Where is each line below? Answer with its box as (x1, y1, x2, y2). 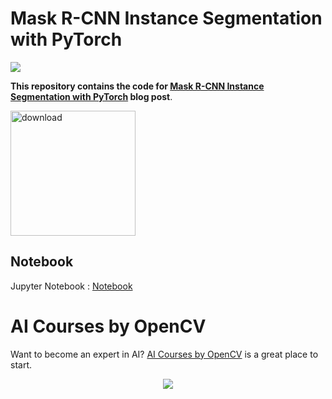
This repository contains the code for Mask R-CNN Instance (10, 80, 265, 92)
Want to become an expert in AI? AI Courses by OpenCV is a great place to (10, 348, 319, 360)
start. (10, 358, 33, 371)
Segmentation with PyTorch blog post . (10, 90, 173, 102)
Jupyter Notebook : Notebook (10, 280, 133, 292)
